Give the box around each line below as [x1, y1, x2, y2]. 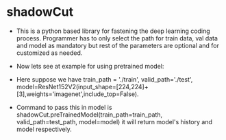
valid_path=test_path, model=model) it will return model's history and [16, 117, 213, 126]
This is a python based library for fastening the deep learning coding [16, 27, 210, 35]
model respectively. [16, 125, 73, 133]
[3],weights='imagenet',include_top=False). [16, 90, 139, 98]
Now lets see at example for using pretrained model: [16, 62, 164, 70]
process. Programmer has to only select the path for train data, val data [16, 34, 218, 42]
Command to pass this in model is [16, 103, 112, 111]
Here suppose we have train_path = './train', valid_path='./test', [16, 75, 193, 83]
